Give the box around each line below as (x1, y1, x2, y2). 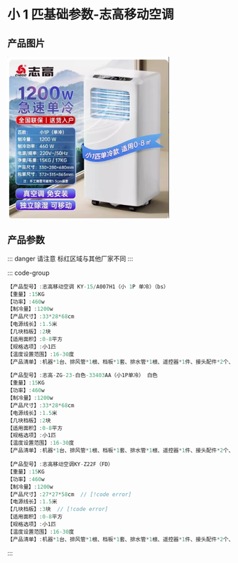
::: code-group (7, 268, 50, 277)
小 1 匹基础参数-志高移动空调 (7, 6, 174, 23)
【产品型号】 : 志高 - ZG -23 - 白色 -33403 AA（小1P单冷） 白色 (7, 372, 158, 379)
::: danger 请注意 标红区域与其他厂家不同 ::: (7, 254, 134, 263)
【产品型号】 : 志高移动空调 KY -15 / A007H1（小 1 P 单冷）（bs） (7, 283, 169, 290)
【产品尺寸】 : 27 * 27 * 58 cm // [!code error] (7, 490, 132, 498)
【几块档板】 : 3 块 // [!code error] (7, 506, 109, 513)
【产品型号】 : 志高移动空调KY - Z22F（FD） (7, 461, 114, 468)
